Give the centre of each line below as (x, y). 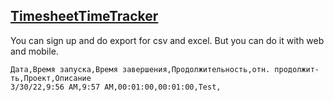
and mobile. (34, 51)
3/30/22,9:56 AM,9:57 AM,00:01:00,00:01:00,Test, (116, 87)
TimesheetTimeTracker (84, 16)
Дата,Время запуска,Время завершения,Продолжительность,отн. (140, 69)
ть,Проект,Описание (51, 78)
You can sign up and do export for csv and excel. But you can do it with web (167, 40)
